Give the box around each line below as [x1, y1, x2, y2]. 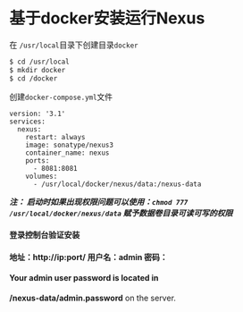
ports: [25, 156, 50, 165]
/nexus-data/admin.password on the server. [9, 292, 177, 303]
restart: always [25, 132, 87, 141]
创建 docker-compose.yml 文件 [9, 91, 113, 102]
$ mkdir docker [9, 65, 66, 74]
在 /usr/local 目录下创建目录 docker [9, 39, 138, 50]
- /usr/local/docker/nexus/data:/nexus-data [32, 180, 202, 189]
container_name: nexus [25, 148, 110, 157]
